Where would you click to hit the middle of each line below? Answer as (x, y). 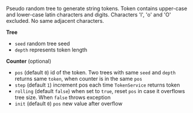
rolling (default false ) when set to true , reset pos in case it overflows (100, 91)
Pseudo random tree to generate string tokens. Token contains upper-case (96, 8)
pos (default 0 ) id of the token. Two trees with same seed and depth (95, 72)
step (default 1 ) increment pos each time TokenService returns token (97, 85)
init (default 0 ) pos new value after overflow (68, 104)
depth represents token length (51, 50)
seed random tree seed (42, 44)
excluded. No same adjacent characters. (55, 21)
